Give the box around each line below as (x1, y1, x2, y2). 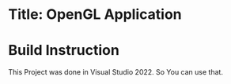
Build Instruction (8, 42, 120, 60)
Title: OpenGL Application (8, 5, 182, 24)
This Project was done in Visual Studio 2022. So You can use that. (8, 68, 224, 77)
